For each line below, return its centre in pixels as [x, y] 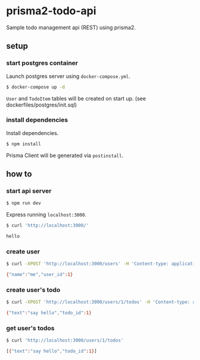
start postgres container [42, 63]
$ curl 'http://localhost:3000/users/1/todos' [65, 340]
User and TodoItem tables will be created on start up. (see [76, 98]
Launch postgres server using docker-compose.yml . [68, 76]
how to [19, 174]
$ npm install [24, 144]
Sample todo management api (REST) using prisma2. [71, 27]
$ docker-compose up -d [36, 87]
